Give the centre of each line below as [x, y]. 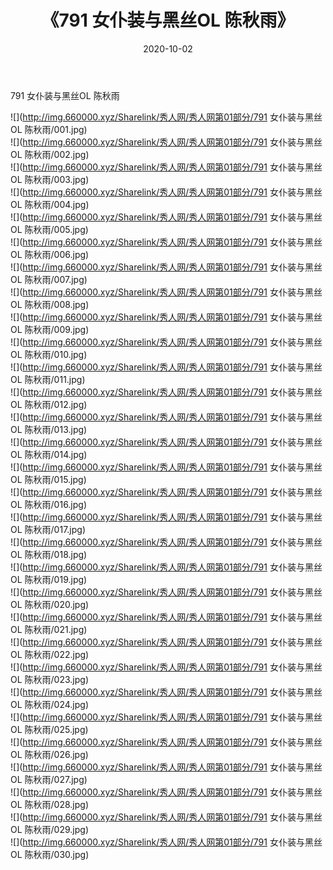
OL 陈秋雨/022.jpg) [50, 654]
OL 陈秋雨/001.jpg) [49, 129]
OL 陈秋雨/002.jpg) [50, 154]
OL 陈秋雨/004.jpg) [50, 204]
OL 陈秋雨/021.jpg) [49, 629]
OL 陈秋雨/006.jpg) [50, 254]
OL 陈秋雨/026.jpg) [49, 754]
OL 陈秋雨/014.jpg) [49, 454]
